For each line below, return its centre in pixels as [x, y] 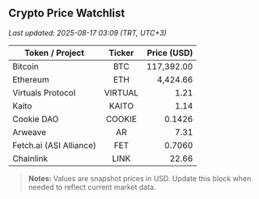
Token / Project [54, 53]
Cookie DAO [36, 119]
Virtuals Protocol [44, 92]
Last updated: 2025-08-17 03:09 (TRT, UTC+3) [88, 32]
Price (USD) [170, 53]
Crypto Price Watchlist [67, 13]
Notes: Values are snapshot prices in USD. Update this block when [140, 178]
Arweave [30, 132]
